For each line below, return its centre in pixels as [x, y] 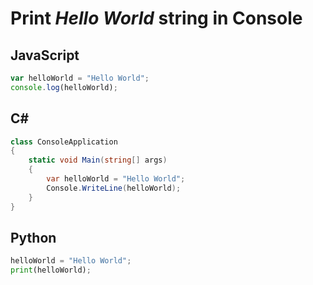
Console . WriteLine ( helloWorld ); [114, 188]
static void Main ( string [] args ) [98, 160]
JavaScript [45, 55]
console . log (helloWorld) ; [64, 87]
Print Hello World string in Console [156, 18]
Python [33, 237]
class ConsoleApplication [64, 142]
